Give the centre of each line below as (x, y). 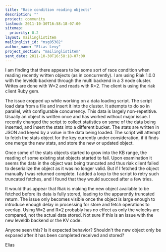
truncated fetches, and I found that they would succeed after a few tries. (79, 179)
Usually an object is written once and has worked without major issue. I (78, 117)
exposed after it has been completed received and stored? (65, 235)
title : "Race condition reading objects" (49, 10)
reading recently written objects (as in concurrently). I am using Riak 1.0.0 (80, 76)
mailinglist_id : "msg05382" (34, 42)
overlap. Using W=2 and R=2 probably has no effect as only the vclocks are (82, 210)
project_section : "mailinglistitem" (43, 51)
